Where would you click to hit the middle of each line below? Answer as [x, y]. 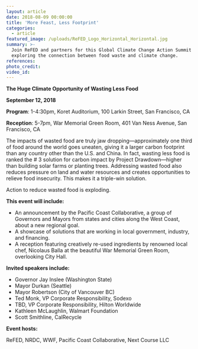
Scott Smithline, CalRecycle [48, 317]
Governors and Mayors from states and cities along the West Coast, [97, 219]
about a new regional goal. [47, 226]
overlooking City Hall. [41, 257]
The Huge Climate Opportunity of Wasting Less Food [72, 89]
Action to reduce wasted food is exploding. [59, 190]
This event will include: [35, 201]
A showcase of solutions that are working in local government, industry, [102, 231]
